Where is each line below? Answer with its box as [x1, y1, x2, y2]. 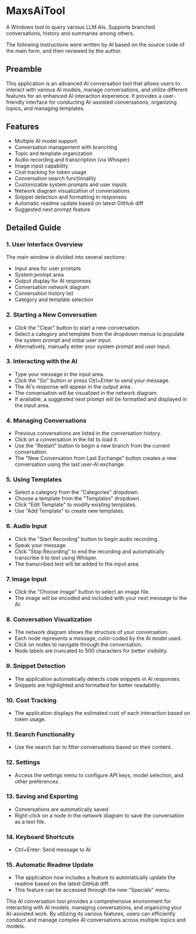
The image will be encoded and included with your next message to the [14, 595, 187, 602]
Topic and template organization [14, 149, 92, 156]
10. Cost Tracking [6, 696, 57, 704]
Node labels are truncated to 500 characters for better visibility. [14, 647, 169, 655]
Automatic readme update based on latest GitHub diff [14, 199, 143, 206]
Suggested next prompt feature [14, 206, 91, 213]
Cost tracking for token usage [14, 168, 87, 175]
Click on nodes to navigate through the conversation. [14, 641, 143, 648]
